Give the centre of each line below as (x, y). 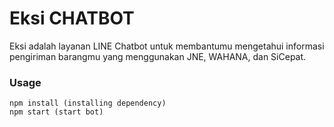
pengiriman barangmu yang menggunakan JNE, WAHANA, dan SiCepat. (158, 56)
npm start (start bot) (56, 112)
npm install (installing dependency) (88, 103)
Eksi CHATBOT (72, 18)
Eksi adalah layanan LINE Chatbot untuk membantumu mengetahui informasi (167, 46)
